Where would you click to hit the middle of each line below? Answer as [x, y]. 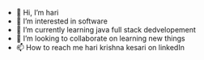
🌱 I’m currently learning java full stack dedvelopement [106, 30]
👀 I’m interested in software [62, 21]
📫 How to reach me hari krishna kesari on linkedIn [100, 47]
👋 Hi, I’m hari [37, 13]
